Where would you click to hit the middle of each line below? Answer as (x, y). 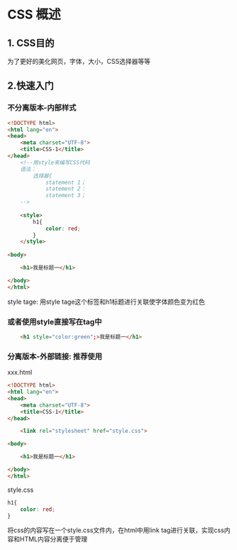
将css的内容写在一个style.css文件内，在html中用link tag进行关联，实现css (116, 530)
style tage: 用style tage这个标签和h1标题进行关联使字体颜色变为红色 (106, 302)
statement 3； (66, 196)
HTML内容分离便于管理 (54, 539)
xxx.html (20, 373)
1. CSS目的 (31, 43)
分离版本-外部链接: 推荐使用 (55, 356)
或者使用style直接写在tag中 (55, 321)
